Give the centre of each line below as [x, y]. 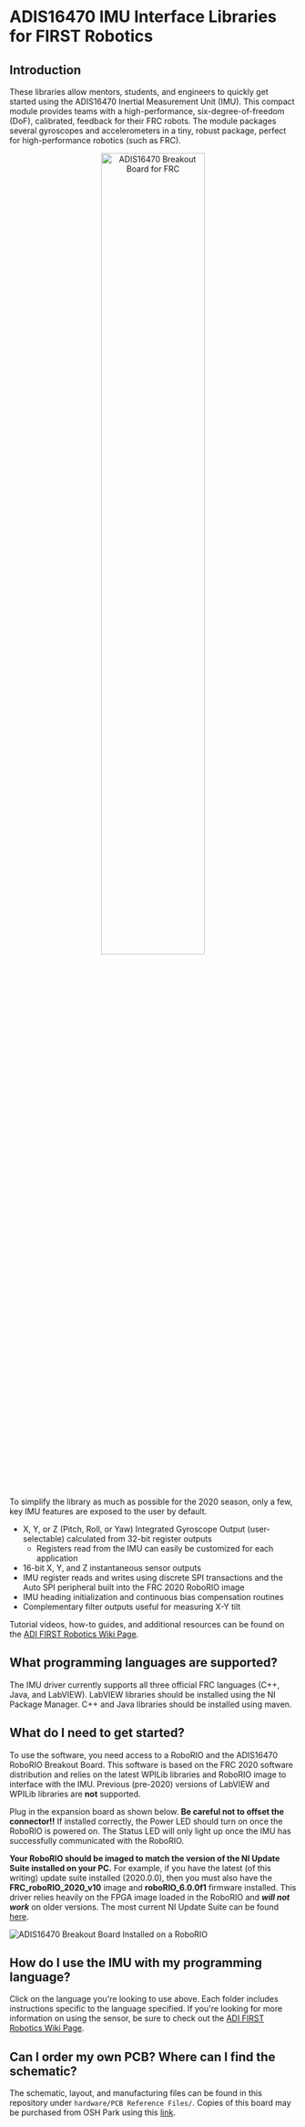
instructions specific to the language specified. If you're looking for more [146, 2009]
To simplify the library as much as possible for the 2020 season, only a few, [151, 1501]
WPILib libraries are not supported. [75, 1794]
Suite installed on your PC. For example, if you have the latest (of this [140, 1868]
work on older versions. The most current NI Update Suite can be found [144, 1907]
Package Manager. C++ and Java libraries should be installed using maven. [151, 1704]
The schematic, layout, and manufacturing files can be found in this [136, 2093]
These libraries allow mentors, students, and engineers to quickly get [139, 92]
